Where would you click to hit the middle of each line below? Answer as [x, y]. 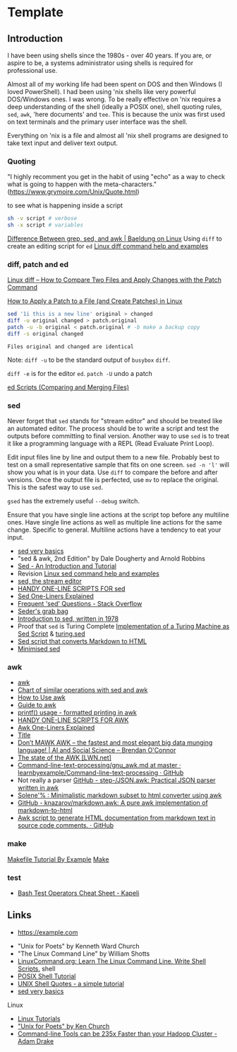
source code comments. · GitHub [66, 825]
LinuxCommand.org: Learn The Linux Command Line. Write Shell [112, 961]
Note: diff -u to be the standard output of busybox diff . [89, 360]
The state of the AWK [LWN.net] [64, 757]
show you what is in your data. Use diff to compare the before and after [113, 472]
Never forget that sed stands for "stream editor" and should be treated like [115, 421]
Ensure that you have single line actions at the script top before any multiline [118, 515]
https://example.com [48, 932]
